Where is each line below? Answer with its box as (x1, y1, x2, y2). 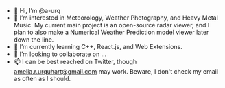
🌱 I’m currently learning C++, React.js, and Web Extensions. (13, 43, 183, 50)
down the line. (13, 35, 54, 44)
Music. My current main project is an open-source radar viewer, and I (13, 21, 210, 29)
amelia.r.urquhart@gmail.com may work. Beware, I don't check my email (13, 68, 218, 75)
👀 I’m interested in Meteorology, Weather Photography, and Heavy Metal (13, 14, 218, 22)
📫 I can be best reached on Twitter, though (13, 58, 137, 65)
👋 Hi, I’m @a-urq (13, 7, 60, 14)
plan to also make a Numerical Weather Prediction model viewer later (13, 28, 209, 36)
